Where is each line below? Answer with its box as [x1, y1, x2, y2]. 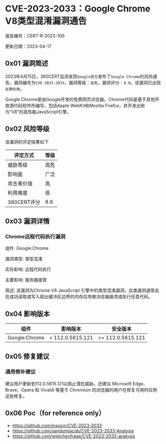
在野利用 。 [5, 86, 25, 92]
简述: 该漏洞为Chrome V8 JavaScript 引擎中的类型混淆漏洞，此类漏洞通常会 [5, 287, 160, 294]
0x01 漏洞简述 [5, 59, 49, 68]
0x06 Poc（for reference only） [5, 409, 106, 418]
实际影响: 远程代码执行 [5, 266, 51, 272]
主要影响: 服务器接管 [5, 277, 47, 283]
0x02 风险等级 [5, 125, 50, 133]
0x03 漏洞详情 [5, 217, 50, 225]
